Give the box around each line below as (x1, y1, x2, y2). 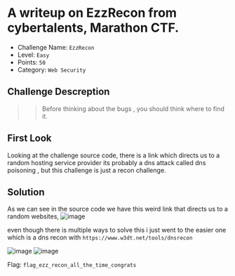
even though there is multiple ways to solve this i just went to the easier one (7, 226, 227, 235)
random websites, (7, 212, 60, 221)
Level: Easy (17, 51, 50, 59)
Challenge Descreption (7, 86, 110, 98)
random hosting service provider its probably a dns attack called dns (7, 158, 206, 166)
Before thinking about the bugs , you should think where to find (41, 104, 224, 113)
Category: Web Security (17, 65, 86, 74)
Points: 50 (17, 58, 46, 66)
